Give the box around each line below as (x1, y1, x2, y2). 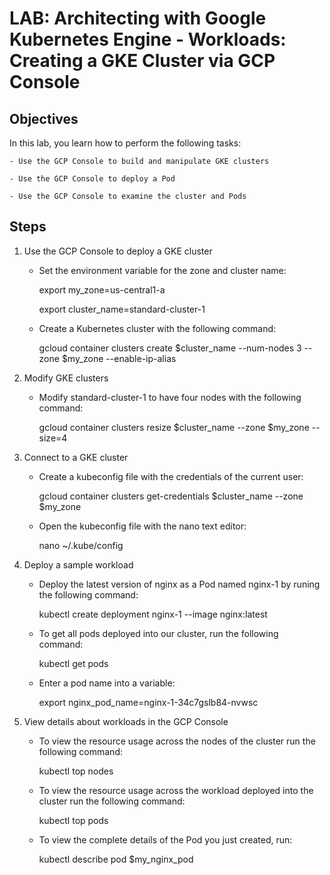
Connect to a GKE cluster (23, 451, 129, 463)
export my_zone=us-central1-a (38, 283, 166, 296)
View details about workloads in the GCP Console (23, 715, 229, 727)
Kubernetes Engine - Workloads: (9, 28, 287, 51)
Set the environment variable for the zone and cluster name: (38, 264, 287, 276)
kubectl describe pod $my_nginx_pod (38, 853, 194, 865)
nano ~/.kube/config (38, 539, 124, 551)
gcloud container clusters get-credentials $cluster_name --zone (38, 490, 304, 502)
